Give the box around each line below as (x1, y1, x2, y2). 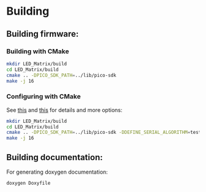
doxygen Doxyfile (6, 180, 51, 186)
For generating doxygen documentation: (6, 168, 109, 175)
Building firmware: (6, 29, 79, 39)
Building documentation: (6, 152, 103, 163)
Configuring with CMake (6, 92, 81, 101)
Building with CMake (6, 47, 69, 56)
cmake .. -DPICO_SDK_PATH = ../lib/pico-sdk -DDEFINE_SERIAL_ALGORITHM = (6, 130, 191, 136)
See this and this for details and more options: (6, 106, 123, 114)
